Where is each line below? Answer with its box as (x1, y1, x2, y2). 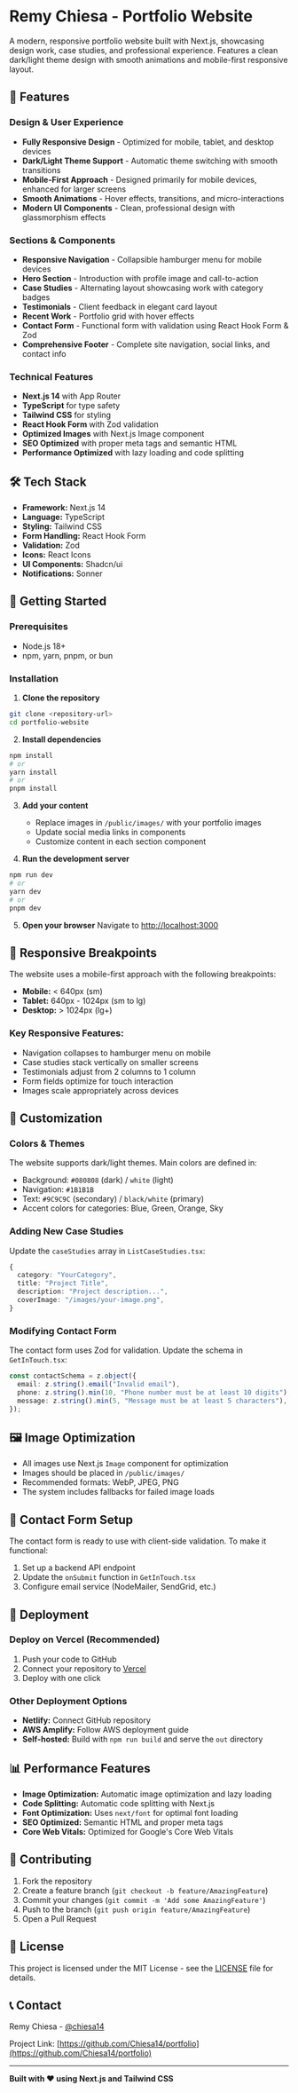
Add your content (21, 801, 89, 811)
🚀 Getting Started (9, 594, 107, 609)
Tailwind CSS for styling (21, 410, 112, 421)
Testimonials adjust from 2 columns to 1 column (21, 1066, 197, 1077)
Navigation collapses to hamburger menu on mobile (21, 1047, 211, 1058)
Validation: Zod (21, 540, 80, 551)
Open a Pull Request (21, 1913, 98, 1923)
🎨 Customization (9, 1111, 103, 1126)
